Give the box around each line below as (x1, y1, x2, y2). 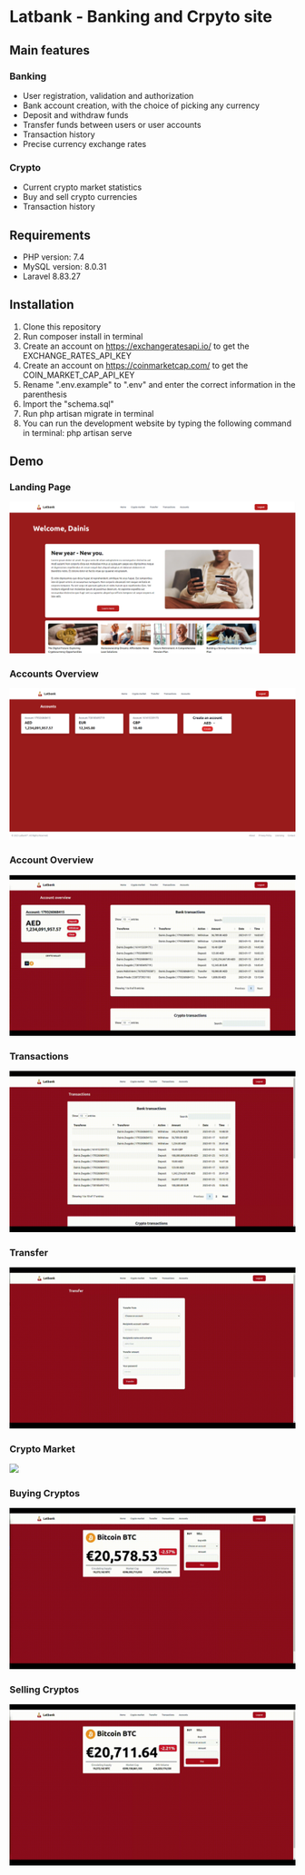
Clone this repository (22, 321, 102, 332)
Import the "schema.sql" (22, 398, 115, 410)
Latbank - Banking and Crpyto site (9, 6, 272, 27)
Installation (9, 297, 74, 312)
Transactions (9, 1051, 70, 1063)
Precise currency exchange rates (22, 138, 147, 149)
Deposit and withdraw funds (22, 109, 129, 120)
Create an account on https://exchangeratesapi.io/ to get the (22, 340, 250, 351)
